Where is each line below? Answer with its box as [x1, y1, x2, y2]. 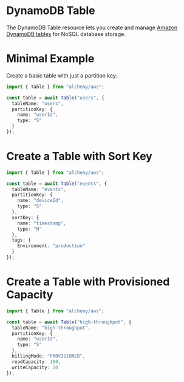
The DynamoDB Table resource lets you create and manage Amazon [6, 24, 178, 31]
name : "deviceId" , [17, 198, 64, 204]
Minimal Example [6, 52, 95, 66]
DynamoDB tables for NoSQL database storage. [6, 30, 126, 37]
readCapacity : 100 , [12, 358, 61, 365]
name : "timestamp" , [17, 220, 67, 226]
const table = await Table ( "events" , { [6, 181, 107, 187]
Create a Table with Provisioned [6, 275, 170, 289]
